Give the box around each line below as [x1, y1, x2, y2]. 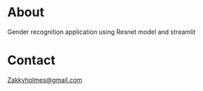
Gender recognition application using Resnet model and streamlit [7, 28, 196, 36]
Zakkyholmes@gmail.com [7, 75, 82, 84]
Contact [7, 52, 56, 68]
